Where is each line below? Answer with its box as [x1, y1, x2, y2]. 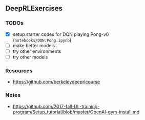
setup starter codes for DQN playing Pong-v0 [12, 31, 109, 37]
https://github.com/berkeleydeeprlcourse [12, 79, 100, 85]
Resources [5, 67, 33, 74]
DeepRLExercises [5, 4, 63, 13]
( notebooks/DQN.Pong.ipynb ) [12, 37, 72, 43]
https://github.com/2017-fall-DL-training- [12, 103, 100, 109]
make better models [12, 42, 55, 48]
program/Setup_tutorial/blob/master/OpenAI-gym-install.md [12, 109, 140, 115]
